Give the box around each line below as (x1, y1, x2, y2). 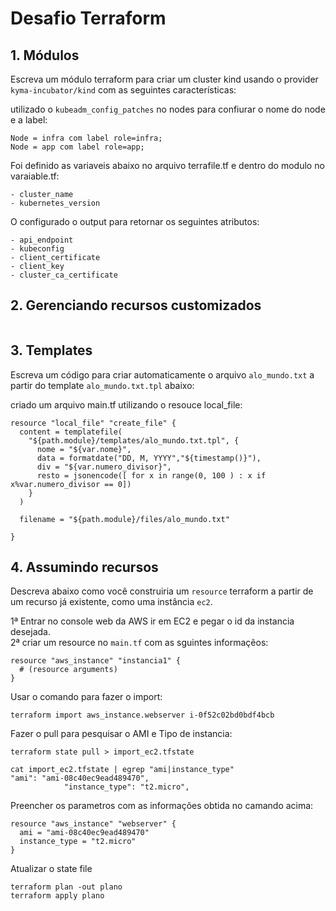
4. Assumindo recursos (10, 559, 159, 576)
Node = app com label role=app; (10, 142, 145, 152)
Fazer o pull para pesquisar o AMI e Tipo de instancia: (10, 728, 233, 740)
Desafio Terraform (10, 7, 167, 30)
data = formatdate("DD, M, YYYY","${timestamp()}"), (36, 453, 262, 463)
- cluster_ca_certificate (10, 270, 118, 280)
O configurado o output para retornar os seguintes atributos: (10, 216, 260, 227)
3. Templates (10, 342, 93, 359)
